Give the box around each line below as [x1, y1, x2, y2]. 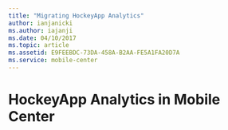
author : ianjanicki [8, 19, 73, 27]
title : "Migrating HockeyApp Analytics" [8, 11, 145, 20]
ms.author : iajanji [8, 26, 73, 34]
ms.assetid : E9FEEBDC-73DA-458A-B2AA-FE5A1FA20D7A [8, 49, 180, 57]
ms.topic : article [8, 41, 69, 49]
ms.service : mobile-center [8, 57, 98, 65]
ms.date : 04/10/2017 [8, 33, 77, 42]
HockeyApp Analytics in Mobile [8, 91, 221, 108]
